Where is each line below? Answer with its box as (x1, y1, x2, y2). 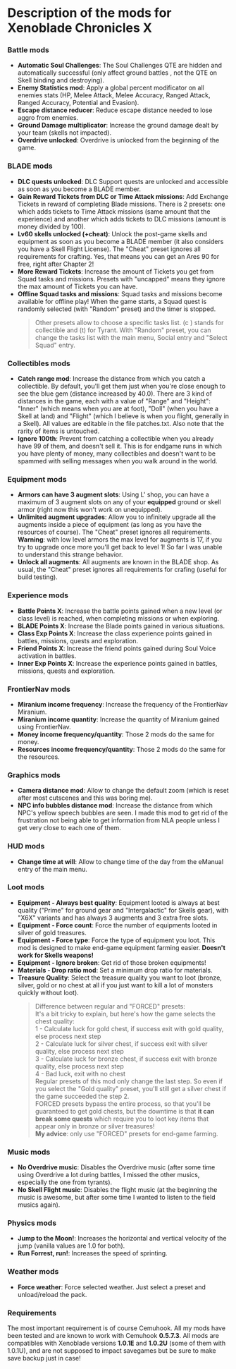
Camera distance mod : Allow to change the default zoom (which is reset (17, 786, 229, 795)
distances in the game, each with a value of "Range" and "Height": (17, 397, 211, 406)
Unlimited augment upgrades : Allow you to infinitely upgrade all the (17, 513, 216, 521)
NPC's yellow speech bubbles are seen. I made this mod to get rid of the (17, 809, 228, 817)
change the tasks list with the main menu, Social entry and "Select (35, 333, 228, 341)
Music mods (7, 1147, 51, 1157)
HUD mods (7, 841, 45, 851)
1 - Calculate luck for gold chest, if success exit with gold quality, (35, 1024, 224, 1033)
